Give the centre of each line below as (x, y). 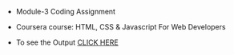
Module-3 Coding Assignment (66, 12)
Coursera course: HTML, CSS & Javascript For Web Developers (121, 27)
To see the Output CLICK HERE (67, 42)
